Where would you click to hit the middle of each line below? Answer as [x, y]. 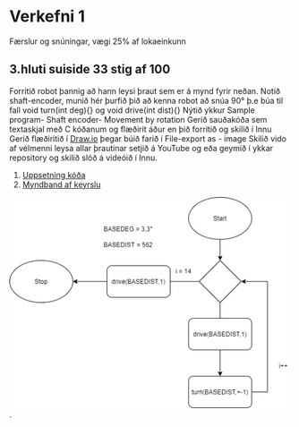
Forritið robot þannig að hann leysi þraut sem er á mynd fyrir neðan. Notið [145, 90]
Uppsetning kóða [54, 175]
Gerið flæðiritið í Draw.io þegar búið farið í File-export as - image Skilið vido [148, 138]
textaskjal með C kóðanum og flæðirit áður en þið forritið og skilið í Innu [141, 129]
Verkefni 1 [47, 17]
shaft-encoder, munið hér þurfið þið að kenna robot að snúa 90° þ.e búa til [146, 100]
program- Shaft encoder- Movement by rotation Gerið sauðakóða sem [138, 119]
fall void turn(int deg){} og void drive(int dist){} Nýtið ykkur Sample [132, 110]
